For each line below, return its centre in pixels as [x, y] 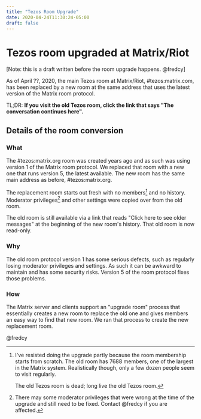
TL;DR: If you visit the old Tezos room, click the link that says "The [90, 105]
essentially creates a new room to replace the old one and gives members [97, 313]
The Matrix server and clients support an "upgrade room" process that [93, 307]
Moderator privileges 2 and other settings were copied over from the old [94, 199]
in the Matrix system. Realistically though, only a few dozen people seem [105, 367]
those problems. [26, 278]
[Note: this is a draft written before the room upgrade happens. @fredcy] [96, 69]
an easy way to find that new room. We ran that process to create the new [98, 319]
